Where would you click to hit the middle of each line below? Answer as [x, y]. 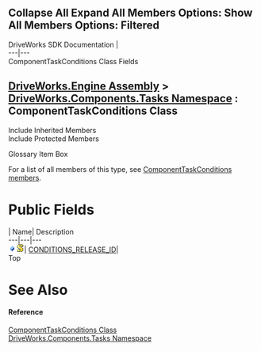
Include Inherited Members [52, 130]
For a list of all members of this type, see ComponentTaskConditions [120, 169]
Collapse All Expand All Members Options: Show [130, 13]
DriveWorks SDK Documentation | [63, 44]
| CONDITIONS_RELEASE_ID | [71, 250]
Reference [26, 312]
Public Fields [52, 210]
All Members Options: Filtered [84, 26]
